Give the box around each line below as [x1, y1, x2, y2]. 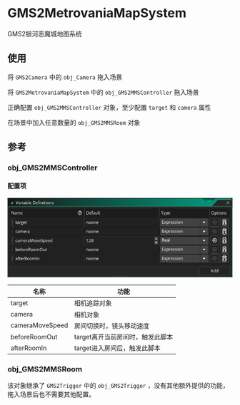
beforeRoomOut [10, 332, 58, 341]
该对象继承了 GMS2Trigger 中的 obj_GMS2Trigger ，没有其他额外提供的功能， [7, 381, 229, 390]
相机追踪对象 [74, 299, 112, 307]
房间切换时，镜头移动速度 [74, 321, 150, 329]
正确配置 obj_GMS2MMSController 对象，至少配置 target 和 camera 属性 [7, 103, 211, 111]
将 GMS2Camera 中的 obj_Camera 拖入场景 [7, 73, 123, 81]
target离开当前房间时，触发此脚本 [74, 333, 174, 342]
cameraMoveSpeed [10, 321, 69, 329]
